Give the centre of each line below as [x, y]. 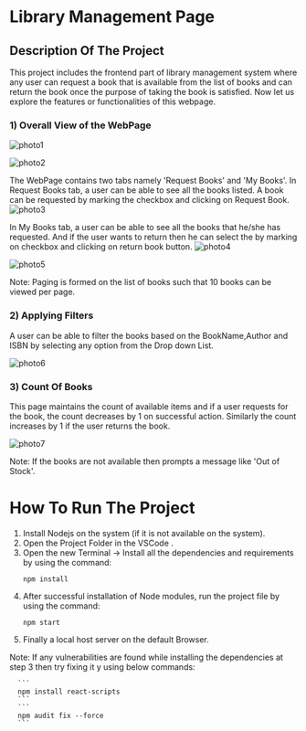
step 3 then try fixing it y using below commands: [102, 667]
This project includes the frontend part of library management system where [153, 72]
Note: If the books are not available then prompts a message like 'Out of [145, 461]
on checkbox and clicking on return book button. [101, 247]
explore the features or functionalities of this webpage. [113, 101]
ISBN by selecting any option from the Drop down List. [112, 345]
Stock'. [22, 471]
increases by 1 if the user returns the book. [90, 426]
